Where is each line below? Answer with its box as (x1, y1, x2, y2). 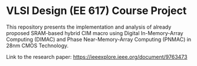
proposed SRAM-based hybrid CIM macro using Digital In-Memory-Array (6, 29, 184, 36)
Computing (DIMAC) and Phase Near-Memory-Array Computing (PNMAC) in (6, 36, 192, 43)
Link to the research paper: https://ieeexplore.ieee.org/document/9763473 (6, 53, 188, 60)
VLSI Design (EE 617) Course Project (6, 4, 187, 18)
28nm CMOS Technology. (6, 42, 69, 49)
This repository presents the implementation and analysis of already (6, 23, 172, 30)
